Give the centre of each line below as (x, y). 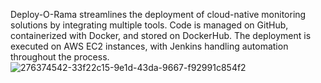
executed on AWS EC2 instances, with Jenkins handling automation (149, 46)
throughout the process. (60, 57)
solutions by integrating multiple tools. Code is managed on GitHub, (149, 25)
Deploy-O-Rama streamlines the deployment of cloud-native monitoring (158, 14)
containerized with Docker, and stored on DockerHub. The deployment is (161, 35)
